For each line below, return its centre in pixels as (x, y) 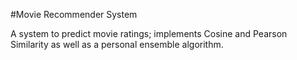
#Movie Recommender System (74, 14)
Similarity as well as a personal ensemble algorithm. (117, 44)
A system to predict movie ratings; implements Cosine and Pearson (149, 33)
